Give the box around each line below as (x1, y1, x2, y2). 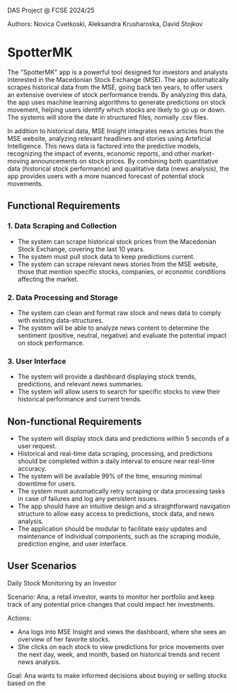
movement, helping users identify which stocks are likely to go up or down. (7, 105, 226, 114)
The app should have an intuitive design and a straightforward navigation (17, 502, 231, 510)
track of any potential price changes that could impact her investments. (7, 600, 216, 608)
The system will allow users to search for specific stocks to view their (17, 387, 221, 396)
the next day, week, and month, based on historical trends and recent (17, 650, 221, 658)
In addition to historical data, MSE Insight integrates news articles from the (7, 127, 224, 135)
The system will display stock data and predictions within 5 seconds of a (17, 435, 230, 443)
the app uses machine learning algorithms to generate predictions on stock (7, 98, 226, 106)
